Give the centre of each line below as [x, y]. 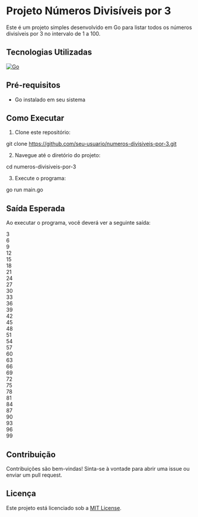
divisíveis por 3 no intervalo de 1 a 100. [53, 33]
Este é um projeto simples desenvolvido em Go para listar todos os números [99, 27]
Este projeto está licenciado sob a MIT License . [64, 508]
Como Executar [35, 118]
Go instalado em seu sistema [50, 100]
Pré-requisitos [33, 85]
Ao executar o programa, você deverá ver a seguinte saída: [79, 223]
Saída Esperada [36, 208]
